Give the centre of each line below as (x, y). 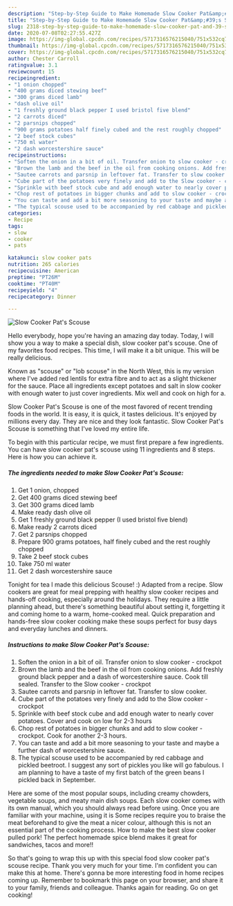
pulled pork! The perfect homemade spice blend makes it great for (103, 837)
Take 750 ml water (44, 564)
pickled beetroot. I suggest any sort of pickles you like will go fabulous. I (121, 765)
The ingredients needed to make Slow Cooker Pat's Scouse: (96, 472)
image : (17, 39)
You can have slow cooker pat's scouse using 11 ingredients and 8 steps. (111, 450)
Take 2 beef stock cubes (53, 557)
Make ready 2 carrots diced (57, 527)
